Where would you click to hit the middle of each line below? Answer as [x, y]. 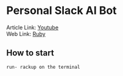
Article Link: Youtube [33, 27]
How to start [30, 53]
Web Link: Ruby [26, 33]
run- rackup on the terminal [43, 67]
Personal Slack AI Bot [61, 11]
